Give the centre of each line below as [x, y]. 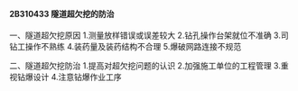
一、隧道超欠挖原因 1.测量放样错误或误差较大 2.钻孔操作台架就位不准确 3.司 [149, 35]
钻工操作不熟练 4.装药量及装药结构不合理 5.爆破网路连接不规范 [126, 47]
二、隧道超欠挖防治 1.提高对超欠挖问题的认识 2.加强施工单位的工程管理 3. [145, 66]
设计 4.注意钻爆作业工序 [77, 77]
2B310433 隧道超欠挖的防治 [62, 14]
